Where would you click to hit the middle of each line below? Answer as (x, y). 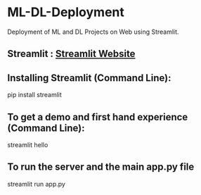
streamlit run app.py (36, 184)
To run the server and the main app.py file (101, 167)
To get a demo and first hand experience (98, 117)
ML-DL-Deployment (66, 12)
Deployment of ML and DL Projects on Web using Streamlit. (93, 32)
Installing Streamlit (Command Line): (89, 78)
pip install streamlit (34, 95)
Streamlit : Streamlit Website (71, 54)
